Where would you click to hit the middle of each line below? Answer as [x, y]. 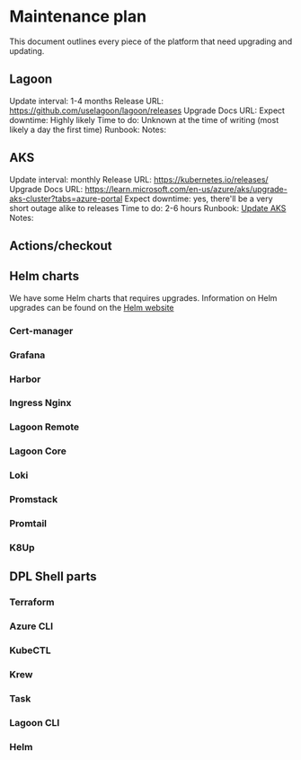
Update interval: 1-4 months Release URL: [87, 101]
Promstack [34, 499]
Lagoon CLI [35, 722]
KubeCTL [30, 650]
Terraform [32, 602]
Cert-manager [41, 331]
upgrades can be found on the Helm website [92, 307]
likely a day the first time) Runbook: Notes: [88, 129]
